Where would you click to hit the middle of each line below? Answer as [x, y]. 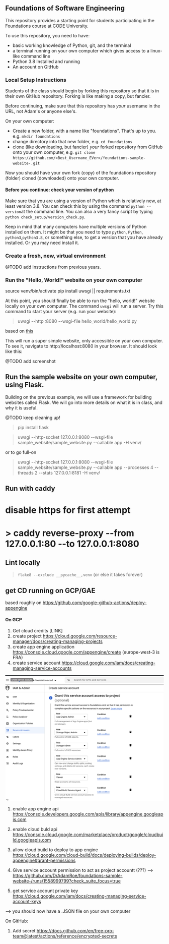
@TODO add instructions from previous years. [53, 267]
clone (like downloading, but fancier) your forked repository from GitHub [88, 147]
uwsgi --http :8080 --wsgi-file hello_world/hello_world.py [77, 321]
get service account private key [45, 891]
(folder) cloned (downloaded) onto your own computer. [62, 178]
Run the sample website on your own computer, [81, 377]
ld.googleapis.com [32, 840]
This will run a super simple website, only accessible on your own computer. [84, 340]
